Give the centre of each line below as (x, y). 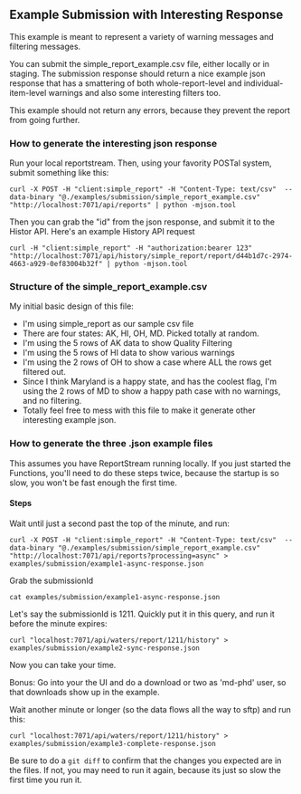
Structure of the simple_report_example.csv (108, 287)
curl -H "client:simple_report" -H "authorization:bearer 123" (131, 248)
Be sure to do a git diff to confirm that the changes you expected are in (146, 761)
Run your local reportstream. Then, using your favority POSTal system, (141, 163)
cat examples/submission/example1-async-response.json (115, 597)
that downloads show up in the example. (85, 692)
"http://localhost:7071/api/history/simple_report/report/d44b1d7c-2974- (151, 256)
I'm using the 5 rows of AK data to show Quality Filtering (127, 343)
